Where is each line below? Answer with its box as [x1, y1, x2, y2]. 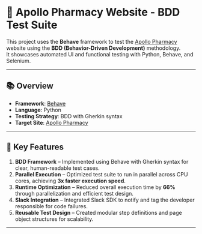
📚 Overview [6, 81, 54, 91]
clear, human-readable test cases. [14, 164, 100, 172]
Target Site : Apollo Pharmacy [14, 119, 88, 126]
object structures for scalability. [14, 215, 94, 223]
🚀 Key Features [6, 142, 64, 152]
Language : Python [14, 106, 61, 113]
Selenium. [6, 57, 31, 64]
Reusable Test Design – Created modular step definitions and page [14, 209, 182, 216]
